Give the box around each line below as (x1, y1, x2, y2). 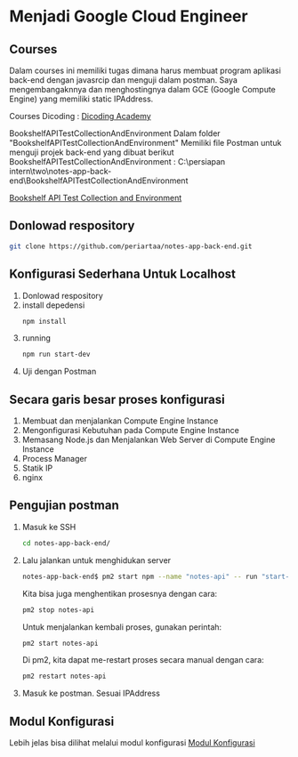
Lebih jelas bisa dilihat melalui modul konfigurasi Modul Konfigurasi (9, 737, 255, 748)
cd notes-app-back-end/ (21, 538, 111, 548)
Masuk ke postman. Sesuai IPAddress (21, 688, 160, 699)
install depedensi (21, 300, 85, 310)
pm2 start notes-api (21, 639, 99, 648)
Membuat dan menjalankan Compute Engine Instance (21, 415, 219, 426)
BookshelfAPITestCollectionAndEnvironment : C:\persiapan (9, 157, 226, 166)
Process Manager (21, 454, 87, 464)
